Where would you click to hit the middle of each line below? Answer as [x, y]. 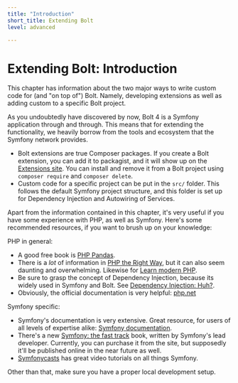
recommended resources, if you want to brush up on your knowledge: [110, 227]
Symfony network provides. [48, 140]
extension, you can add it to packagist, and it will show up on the [112, 161]
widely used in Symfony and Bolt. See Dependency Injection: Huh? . [116, 286]
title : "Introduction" [41, 14]
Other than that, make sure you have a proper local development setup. [112, 372]
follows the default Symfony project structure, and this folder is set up [120, 191]
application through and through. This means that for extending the [106, 124]
